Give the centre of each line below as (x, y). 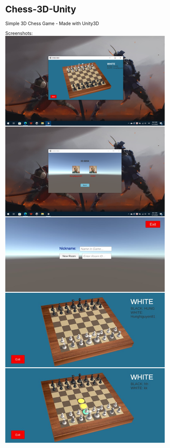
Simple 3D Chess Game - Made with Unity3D (52, 23)
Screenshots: (19, 33)
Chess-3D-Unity (41, 9)
